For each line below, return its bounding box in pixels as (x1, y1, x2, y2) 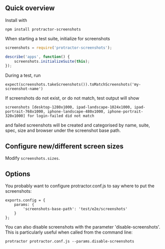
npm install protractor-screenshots (5, 27, 81, 32)
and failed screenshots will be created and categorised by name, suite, (5, 122, 150, 128)
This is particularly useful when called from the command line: (5, 229, 133, 235)
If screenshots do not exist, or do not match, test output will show (5, 95, 140, 101)
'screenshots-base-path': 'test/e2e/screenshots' (23, 206, 128, 211)
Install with (5, 17, 27, 23)
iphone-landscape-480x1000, (47, 109, 106, 114)
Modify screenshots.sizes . (5, 155, 60, 161)
